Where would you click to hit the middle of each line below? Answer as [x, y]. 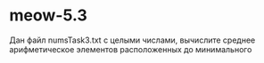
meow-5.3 [48, 16]
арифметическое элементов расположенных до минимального [131, 49]
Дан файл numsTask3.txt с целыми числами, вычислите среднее [132, 40]
